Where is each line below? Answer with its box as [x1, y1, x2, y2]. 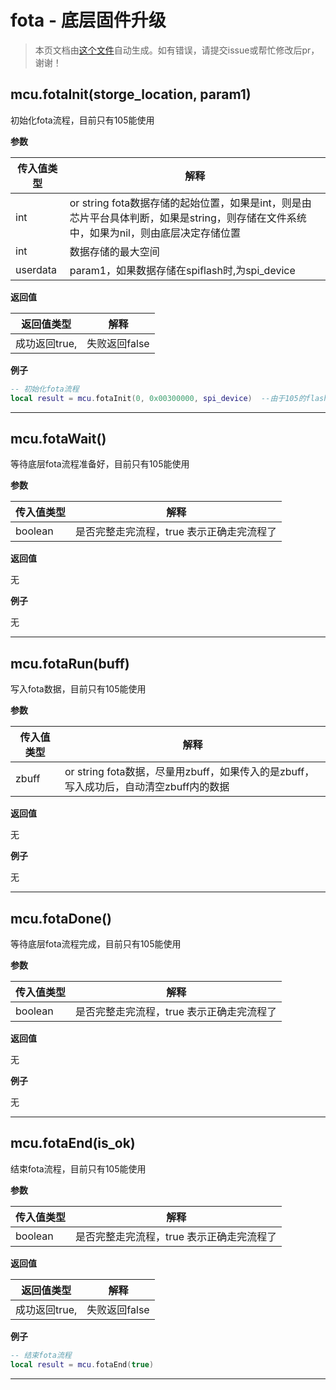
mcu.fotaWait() [10, 430, 107, 447]
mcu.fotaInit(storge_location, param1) [10, 86, 252, 103]
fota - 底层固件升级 [10, 9, 167, 32]
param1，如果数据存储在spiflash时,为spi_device [69, 263, 296, 277]
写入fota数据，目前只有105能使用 [10, 683, 147, 695]
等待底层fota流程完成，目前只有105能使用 [10, 937, 182, 950]
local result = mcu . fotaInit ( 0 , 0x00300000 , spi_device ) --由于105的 [10, 393, 307, 403]
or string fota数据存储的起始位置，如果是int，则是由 [69, 196, 312, 210]
